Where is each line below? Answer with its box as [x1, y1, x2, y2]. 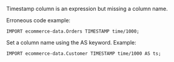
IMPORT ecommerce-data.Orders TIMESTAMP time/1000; [6, 28, 139, 34]
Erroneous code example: [6, 17, 71, 23]
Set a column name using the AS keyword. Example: [6, 39, 136, 46]
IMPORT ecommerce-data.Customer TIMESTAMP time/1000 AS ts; [6, 51, 162, 57]
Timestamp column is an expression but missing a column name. [6, 5, 168, 12]
